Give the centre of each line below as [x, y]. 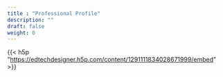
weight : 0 [21, 33]
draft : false [26, 26]
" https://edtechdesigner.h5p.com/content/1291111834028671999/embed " [112, 60]
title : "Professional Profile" [54, 13]
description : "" [30, 20]
